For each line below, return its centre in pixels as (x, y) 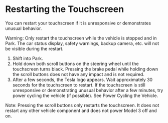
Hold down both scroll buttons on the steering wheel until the (75, 63)
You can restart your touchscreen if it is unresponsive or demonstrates (78, 23)
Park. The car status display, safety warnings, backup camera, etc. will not (82, 43)
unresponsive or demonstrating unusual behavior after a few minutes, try (88, 90)
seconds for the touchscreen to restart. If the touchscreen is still (79, 85)
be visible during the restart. (34, 48)
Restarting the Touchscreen (65, 9)
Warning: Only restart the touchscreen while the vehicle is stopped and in (81, 38)
